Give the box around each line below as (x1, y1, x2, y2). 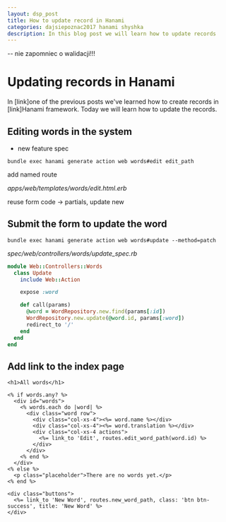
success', (7, 503, 37, 510)
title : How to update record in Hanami (7, 17, 125, 24)
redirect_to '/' (25, 321, 74, 328)
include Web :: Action (20, 276, 81, 283)
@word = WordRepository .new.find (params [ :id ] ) (25, 308, 166, 315)
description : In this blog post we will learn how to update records (7, 30, 217, 37)
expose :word (20, 289, 59, 296)
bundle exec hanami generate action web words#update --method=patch (7, 237, 217, 244)
